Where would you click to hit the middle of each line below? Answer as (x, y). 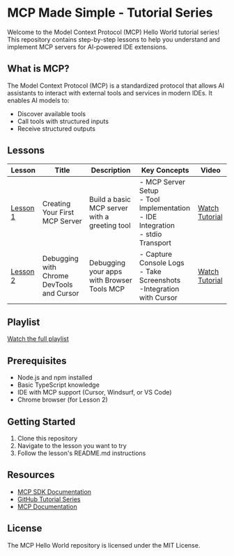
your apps (106, 271)
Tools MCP (107, 289)
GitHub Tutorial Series (49, 499)
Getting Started (41, 421)
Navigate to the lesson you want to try (72, 446)
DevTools (57, 285)
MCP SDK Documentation (54, 491)
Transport (155, 243)
